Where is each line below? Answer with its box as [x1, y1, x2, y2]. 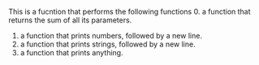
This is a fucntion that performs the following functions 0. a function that [8, 7, 251, 16]
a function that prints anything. [19, 48, 123, 57]
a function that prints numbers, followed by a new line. [19, 31, 203, 40]
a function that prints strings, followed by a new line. [19, 39, 196, 49]
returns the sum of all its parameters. [8, 15, 132, 25]
